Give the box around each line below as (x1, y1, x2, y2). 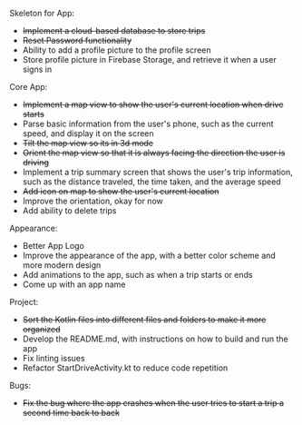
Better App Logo (22, 241, 84, 251)
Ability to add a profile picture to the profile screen (22, 44, 211, 55)
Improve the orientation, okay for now (22, 195, 163, 206)
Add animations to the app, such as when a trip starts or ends (22, 270, 253, 280)
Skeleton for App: (9, 8, 75, 18)
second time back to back (22, 408, 121, 418)
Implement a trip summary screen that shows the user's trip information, (22, 167, 293, 177)
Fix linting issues (22, 353, 85, 363)
